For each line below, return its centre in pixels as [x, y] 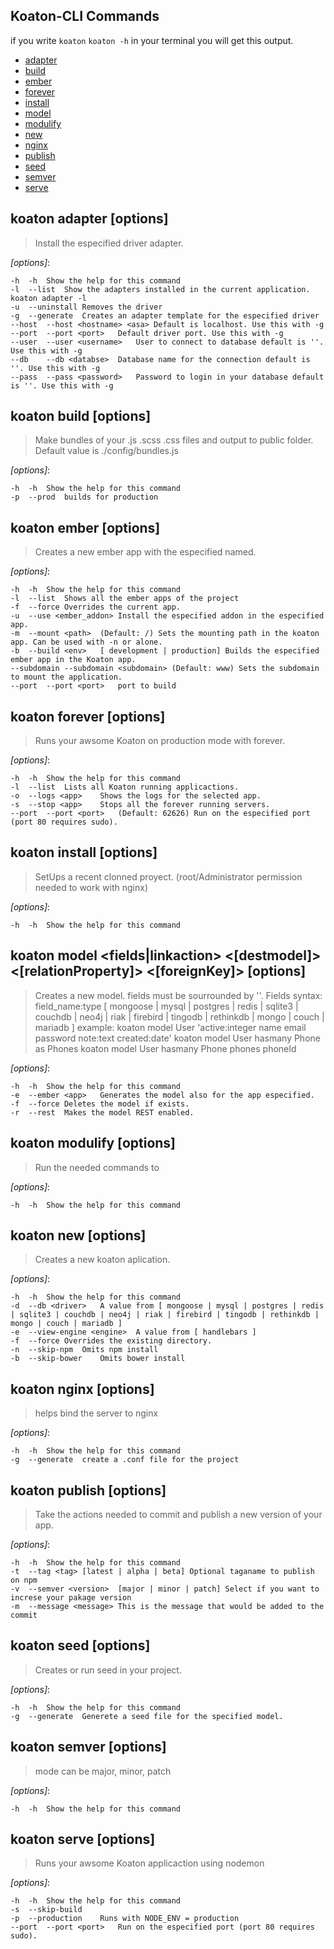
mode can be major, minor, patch [103, 1771]
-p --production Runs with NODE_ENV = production [125, 1919]
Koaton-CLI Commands [85, 16]
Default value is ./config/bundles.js [106, 451]
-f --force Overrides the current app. [96, 607]
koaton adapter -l [48, 298]
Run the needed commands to [97, 1167]
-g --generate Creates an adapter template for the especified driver [165, 315]
